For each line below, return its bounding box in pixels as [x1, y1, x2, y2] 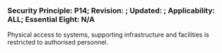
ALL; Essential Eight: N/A [7, 14, 95, 24]
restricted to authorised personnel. [7, 38, 109, 47]
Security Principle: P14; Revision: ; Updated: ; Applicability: [7, 6, 216, 16]
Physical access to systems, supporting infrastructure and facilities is [7, 30, 210, 39]
